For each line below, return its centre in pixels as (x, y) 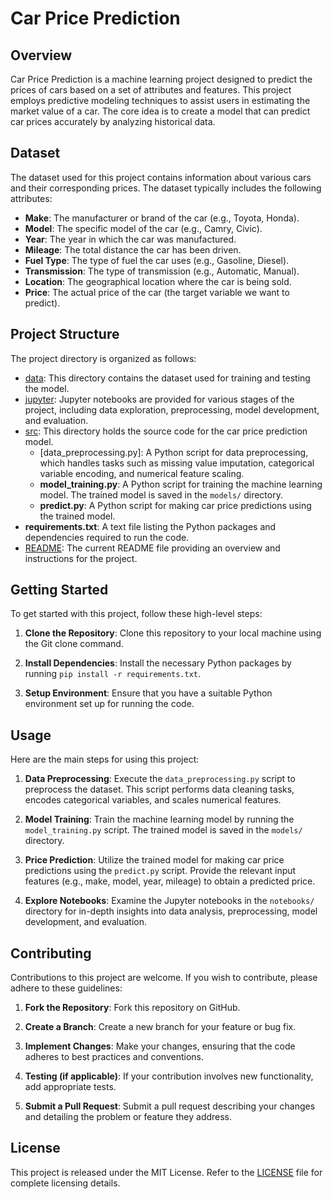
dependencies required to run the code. (107, 537)
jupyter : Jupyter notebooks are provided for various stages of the (159, 399)
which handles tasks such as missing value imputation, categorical (177, 463)
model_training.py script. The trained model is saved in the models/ (163, 830)
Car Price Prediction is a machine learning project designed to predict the (161, 79)
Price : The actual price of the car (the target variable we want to (157, 292)
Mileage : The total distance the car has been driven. (133, 249)
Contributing (51, 953)
